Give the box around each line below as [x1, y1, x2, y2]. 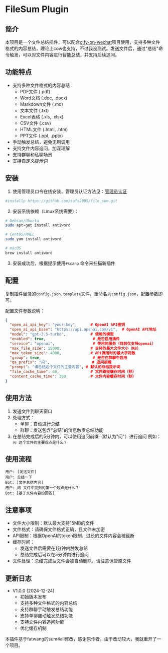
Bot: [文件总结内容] [5, 480, 44, 485]
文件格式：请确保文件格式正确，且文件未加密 [12, 527, 105, 533]
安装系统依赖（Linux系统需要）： [12, 208, 79, 214]
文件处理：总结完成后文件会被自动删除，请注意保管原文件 [12, 558, 131, 564]
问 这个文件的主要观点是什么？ [12, 440, 68, 445]
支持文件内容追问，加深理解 [12, 145, 70, 151]
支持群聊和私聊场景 [12, 151, 53, 157]
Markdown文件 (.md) [20, 101, 64, 107]
